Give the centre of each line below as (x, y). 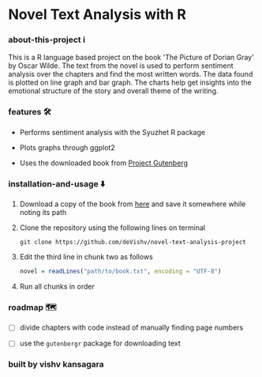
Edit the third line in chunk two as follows (86, 257)
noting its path (43, 213)
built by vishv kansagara (56, 364)
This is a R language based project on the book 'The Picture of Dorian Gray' (131, 58)
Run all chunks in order (57, 286)
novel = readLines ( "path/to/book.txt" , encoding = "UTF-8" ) (120, 271)
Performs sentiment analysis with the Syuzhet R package (112, 132)
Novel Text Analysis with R (97, 15)
